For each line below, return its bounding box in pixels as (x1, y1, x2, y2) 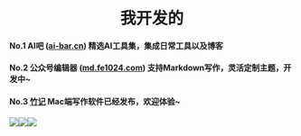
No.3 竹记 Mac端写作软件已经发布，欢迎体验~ (9, 95, 181, 106)
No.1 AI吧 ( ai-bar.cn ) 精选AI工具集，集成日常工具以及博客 (9, 40, 223, 50)
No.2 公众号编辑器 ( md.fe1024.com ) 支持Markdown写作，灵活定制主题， (9, 62, 284, 73)
